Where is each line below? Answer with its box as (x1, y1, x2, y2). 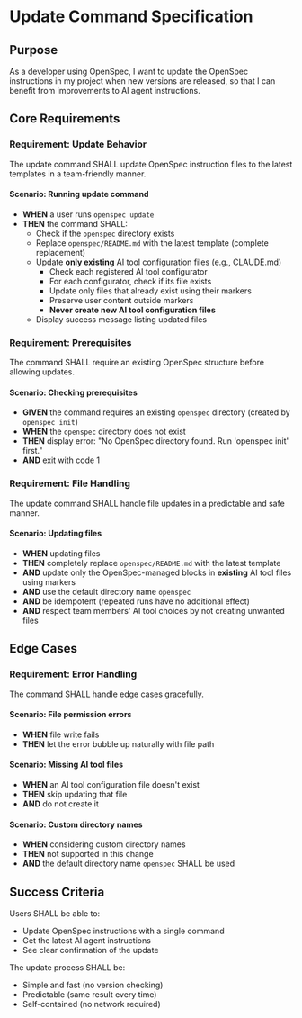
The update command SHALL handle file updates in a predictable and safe (9, 498, 285, 509)
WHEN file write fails (22, 729, 100, 740)
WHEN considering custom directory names (22, 839, 186, 850)
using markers (22, 576, 76, 587)
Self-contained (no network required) (22, 999, 162, 1009)
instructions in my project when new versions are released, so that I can (9, 76, 276, 86)
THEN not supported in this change (22, 849, 155, 860)
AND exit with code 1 (22, 455, 101, 465)
